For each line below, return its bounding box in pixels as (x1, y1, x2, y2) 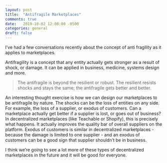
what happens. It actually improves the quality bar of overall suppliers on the (5, 121, 163, 127)
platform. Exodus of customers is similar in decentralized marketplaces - (5, 126, 154, 132)
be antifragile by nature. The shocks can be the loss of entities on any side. (5, 100, 160, 105)
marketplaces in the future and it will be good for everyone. (5, 152, 127, 158)
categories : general (5, 26, 48, 31)
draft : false (5, 30, 32, 35)
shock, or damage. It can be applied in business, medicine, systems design (5, 64, 160, 70)
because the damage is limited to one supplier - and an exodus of (5, 132, 140, 137)
